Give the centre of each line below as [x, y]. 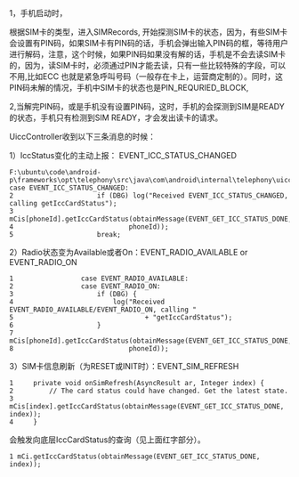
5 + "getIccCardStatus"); [121, 318]
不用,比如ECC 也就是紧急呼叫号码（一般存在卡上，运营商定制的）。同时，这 [146, 77]
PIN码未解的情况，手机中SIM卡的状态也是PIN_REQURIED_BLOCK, [129, 88]
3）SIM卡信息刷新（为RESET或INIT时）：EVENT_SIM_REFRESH [124, 366]
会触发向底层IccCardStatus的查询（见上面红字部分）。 [108, 440]
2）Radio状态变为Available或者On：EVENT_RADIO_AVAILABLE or [129, 252]
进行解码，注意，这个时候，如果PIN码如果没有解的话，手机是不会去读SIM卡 [148, 54]
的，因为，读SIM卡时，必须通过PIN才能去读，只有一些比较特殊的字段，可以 [148, 65]
